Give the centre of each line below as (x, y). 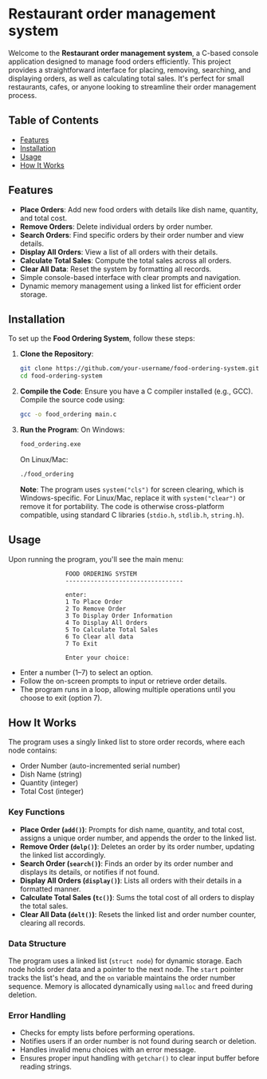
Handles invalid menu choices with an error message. (108, 1049)
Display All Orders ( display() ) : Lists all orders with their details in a (131, 880)
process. (23, 95)
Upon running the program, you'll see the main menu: (96, 559)
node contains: (33, 750)
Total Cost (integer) (51, 792)
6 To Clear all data (99, 636)
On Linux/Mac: (44, 459)
